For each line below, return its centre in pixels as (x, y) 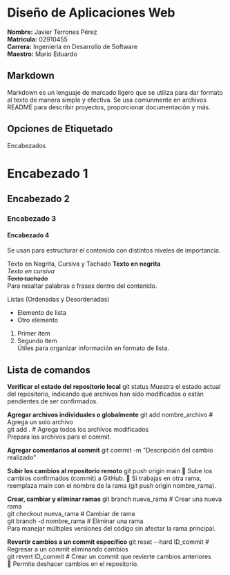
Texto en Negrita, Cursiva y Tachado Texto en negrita (84, 264)
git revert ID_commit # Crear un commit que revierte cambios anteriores (109, 557)
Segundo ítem (37, 341)
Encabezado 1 (48, 173)
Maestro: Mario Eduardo (42, 54)
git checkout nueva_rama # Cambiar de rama (71, 514)
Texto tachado (28, 279)
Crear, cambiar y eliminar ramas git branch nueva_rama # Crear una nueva (115, 499)
